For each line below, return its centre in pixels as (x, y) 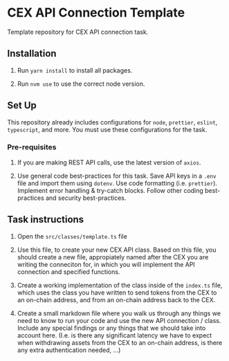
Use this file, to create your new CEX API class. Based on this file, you (117, 250)
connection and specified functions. (68, 272)
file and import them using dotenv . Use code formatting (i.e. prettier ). (117, 183)
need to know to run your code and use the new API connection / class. (119, 320)
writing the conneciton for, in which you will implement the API (106, 264)
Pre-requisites (32, 147)
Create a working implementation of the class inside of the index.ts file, (120, 285)
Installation (32, 54)
